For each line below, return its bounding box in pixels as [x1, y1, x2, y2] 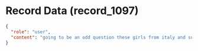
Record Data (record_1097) [5, 4, 139, 18]
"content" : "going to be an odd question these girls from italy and [11, 34, 186, 40]
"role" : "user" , [11, 29, 51, 35]
